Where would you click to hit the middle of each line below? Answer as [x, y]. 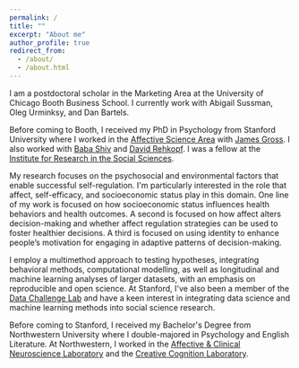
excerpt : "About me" [48, 34]
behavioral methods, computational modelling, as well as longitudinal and [145, 269]
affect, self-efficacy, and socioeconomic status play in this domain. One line [149, 195]
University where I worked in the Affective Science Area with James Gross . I [150, 139]
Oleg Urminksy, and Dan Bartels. [69, 112]
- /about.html [43, 68]
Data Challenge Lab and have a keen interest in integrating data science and [150, 298]
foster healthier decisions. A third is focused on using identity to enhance [144, 232]
